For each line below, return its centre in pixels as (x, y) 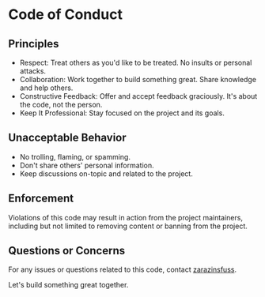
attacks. (32, 71)
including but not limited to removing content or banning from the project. (128, 226)
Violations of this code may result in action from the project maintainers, (126, 217)
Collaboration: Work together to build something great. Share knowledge (138, 79)
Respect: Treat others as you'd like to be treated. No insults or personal (136, 62)
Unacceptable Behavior (67, 138)
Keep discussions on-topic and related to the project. (106, 173)
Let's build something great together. (68, 285)
